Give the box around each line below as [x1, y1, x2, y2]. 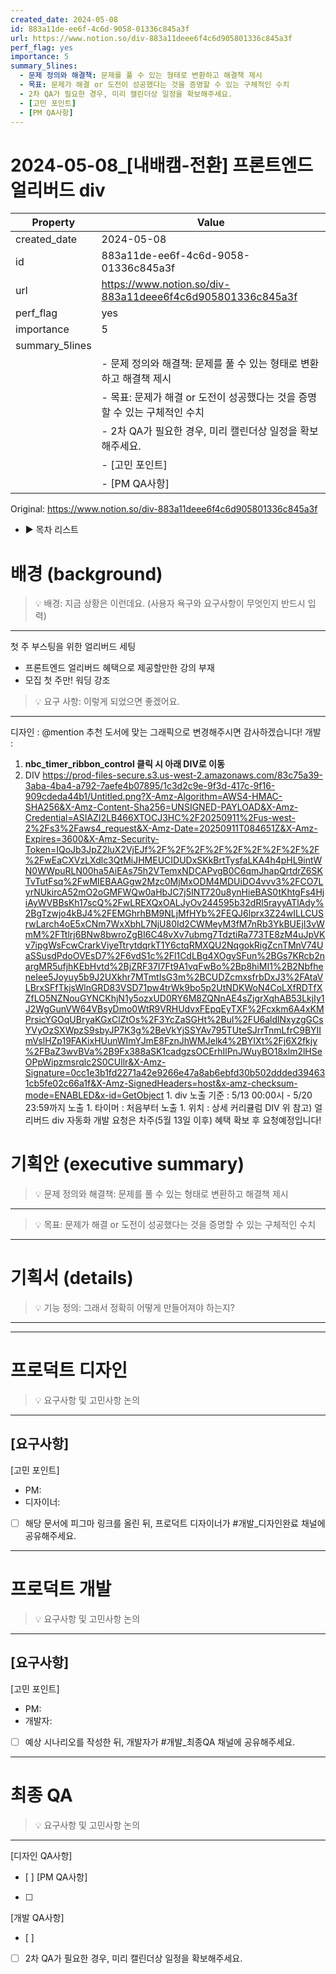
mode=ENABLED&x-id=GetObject [24, 1089, 165, 1101]
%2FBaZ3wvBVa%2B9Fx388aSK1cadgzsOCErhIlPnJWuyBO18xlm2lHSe [24, 1046, 323, 1058]
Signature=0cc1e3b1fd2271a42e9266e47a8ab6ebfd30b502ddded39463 [24, 1067, 326, 1079]
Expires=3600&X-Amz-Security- [24, 833, 160, 845]
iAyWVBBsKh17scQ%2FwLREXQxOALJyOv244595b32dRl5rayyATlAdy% [24, 897, 325, 909]
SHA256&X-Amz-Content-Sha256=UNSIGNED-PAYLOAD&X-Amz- [24, 801, 299, 813]
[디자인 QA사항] [10, 1849, 73, 1861]
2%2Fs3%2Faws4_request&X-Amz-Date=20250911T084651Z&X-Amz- [24, 822, 318, 835]
